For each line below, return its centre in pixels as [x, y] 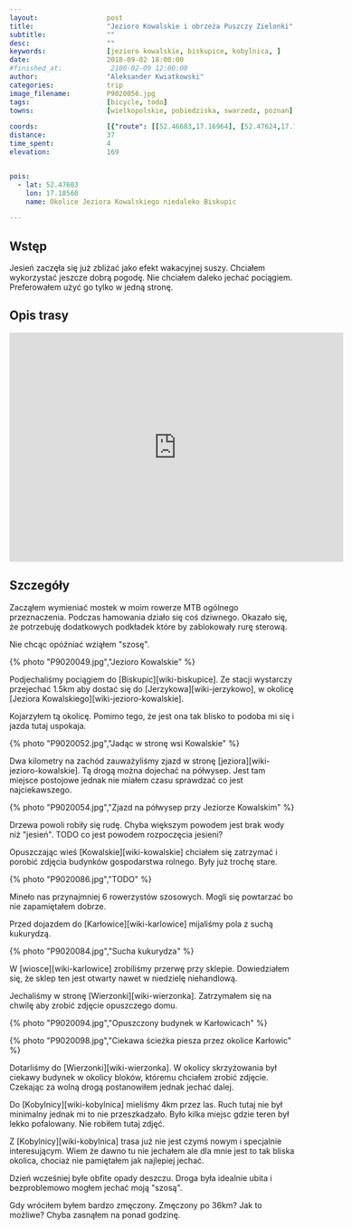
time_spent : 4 [60, 144]
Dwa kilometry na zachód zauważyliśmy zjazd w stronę [113, 761]
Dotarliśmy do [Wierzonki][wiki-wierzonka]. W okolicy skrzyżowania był [143, 1067]
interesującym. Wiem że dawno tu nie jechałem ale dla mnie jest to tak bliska [152, 1150]
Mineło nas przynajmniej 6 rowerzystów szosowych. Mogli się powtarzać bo [152, 897]
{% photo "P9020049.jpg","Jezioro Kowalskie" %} [103, 661]
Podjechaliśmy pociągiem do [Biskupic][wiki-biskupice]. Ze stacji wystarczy [151, 679]
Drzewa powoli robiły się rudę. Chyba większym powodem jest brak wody [147, 824]
